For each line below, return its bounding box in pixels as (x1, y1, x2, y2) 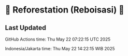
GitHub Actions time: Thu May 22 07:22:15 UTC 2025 (5, 36, 111, 42)
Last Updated (5, 24, 46, 32)
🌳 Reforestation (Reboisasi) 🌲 (5, 4, 125, 15)
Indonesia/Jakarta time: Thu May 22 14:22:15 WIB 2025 (5, 46, 115, 51)
